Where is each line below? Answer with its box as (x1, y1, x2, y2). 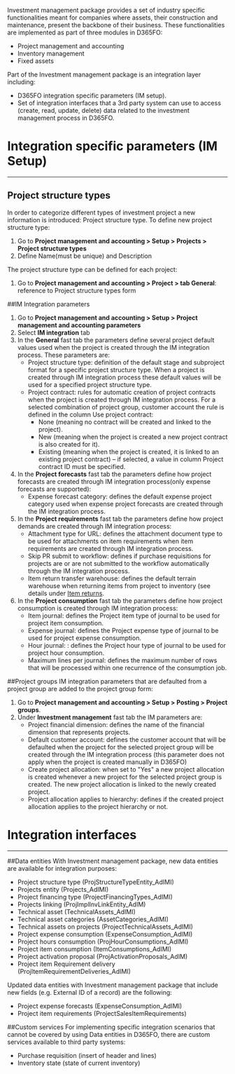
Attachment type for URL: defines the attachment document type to (27, 529, 222, 538)
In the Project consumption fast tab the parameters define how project (17, 596, 223, 605)
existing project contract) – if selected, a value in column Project (38, 455, 224, 463)
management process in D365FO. (17, 114, 115, 122)
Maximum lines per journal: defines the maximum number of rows (27, 655, 218, 665)
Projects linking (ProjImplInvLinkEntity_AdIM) (17, 900, 146, 909)
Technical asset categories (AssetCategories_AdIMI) (17, 915, 169, 923)
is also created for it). (38, 440, 100, 448)
